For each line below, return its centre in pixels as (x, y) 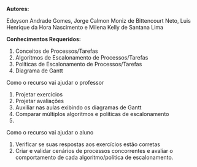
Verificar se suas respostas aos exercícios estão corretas (88, 144)
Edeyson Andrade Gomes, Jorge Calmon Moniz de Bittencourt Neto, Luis (99, 21)
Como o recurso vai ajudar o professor (55, 83)
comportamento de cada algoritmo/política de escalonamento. (94, 157)
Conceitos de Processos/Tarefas (56, 51)
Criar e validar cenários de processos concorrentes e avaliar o (94, 151)
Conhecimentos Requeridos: (44, 39)
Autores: (18, 9)
